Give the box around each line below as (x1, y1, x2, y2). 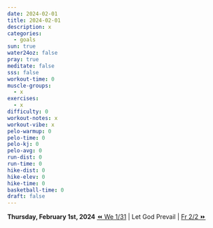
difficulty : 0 (7, 108, 49, 115)
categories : (7, 29, 42, 37)
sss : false (7, 69, 39, 76)
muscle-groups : (7, 82, 52, 89)
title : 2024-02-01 (7, 17, 61, 24)
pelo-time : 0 (7, 134, 46, 141)
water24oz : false (7, 50, 58, 57)
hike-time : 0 (7, 180, 46, 187)
